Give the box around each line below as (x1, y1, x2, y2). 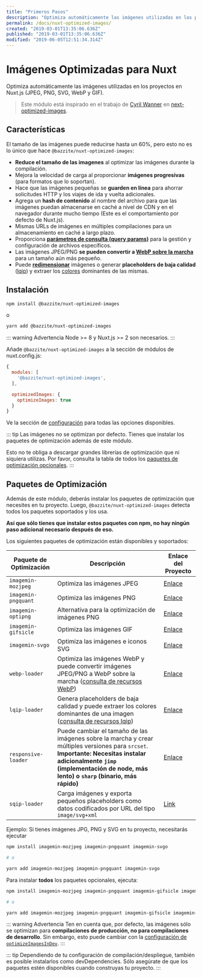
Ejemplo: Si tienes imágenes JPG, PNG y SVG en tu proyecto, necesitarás (6, 826, 188, 833)
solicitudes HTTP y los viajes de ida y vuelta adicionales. (14, 190, 156, 197)
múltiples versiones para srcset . (57, 742, 148, 750)
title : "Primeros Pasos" (6, 8, 69, 15)
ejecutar (6, 832, 27, 840)
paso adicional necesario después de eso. (6, 526, 114, 533)
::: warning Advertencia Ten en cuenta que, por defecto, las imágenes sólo (6, 920, 191, 928)
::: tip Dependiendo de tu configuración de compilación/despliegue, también (6, 952, 195, 959)
